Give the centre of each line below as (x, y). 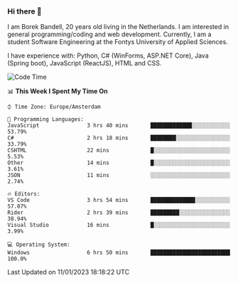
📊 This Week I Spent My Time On (58, 91)
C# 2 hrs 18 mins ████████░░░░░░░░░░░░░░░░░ (119, 138)
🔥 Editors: (24, 194)
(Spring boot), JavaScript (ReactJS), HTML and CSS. (85, 63)
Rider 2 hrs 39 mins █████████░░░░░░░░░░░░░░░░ (119, 213)
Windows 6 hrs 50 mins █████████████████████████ (119, 253)
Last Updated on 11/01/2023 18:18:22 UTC (69, 272)
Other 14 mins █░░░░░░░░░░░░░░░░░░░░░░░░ (119, 163)
